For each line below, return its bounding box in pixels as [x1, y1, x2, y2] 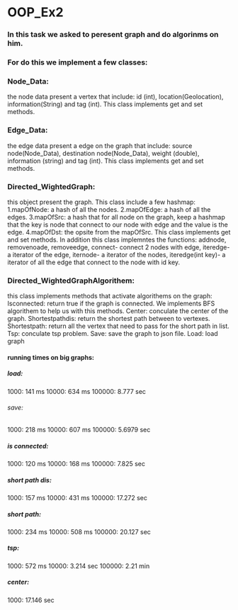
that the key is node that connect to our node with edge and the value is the [7, 220, 228, 229]
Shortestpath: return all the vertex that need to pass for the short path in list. [7, 322, 230, 330]
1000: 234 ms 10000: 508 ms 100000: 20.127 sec [7, 527, 151, 536]
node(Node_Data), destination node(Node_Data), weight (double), [7, 149, 200, 157]
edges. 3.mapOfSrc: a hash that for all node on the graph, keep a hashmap [7, 213, 225, 221]
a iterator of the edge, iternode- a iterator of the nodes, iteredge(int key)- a [7, 250, 226, 259]
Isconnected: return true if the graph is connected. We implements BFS [7, 299, 215, 308]
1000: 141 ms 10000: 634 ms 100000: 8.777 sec [7, 387, 147, 395]
